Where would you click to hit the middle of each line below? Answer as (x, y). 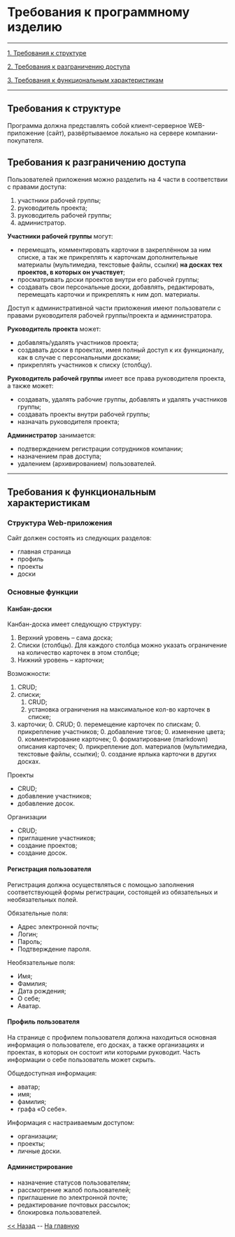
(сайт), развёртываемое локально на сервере (115, 133)
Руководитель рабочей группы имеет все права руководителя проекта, (116, 378)
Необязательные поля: (41, 962)
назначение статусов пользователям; (74, 1182)
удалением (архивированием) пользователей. (87, 463)
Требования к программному (99, 12)
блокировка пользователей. (59, 1212)
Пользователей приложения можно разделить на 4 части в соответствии (117, 179)
